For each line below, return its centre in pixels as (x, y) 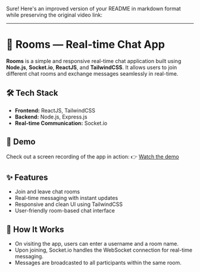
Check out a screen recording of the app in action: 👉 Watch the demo (93, 157)
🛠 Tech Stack (32, 93)
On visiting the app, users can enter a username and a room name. (97, 244)
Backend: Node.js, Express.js (51, 117)
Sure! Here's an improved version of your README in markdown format (94, 9)
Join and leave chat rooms (47, 192)
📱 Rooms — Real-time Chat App (86, 45)
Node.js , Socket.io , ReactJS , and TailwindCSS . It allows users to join (92, 67)
